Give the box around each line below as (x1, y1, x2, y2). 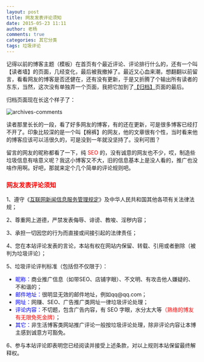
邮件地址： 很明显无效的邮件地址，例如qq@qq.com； (15, 291, 148, 298)
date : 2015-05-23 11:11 (6, 20, 67, 26)
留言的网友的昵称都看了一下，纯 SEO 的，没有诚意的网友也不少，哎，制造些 (6, 148, 195, 156)
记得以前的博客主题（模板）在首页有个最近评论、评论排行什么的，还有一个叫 (6, 60, 198, 68)
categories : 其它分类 (6, 37, 58, 43)
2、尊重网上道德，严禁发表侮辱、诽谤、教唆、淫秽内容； (6, 217, 148, 224)
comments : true (6, 32, 45, 38)
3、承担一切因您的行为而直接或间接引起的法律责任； (6, 229, 138, 237)
